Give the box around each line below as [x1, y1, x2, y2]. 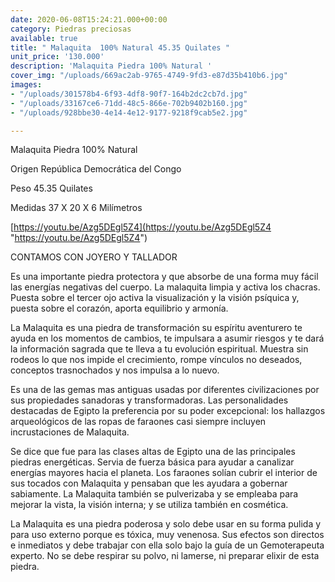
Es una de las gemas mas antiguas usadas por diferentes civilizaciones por [10, 384, 320, 396]
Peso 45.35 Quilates [10, 182, 93, 195]
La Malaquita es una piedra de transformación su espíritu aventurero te [10, 322, 303, 334]
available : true [10, 33, 78, 43]
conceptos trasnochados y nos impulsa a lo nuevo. [10, 364, 220, 376]
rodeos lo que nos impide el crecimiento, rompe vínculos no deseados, [10, 354, 303, 366]
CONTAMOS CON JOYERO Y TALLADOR [10, 251, 178, 263]
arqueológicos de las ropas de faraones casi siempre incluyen [10, 416, 267, 428]
